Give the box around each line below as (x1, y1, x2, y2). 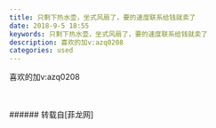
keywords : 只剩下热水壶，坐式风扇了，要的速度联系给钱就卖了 (9, 29, 208, 38)
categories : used (9, 46, 74, 55)
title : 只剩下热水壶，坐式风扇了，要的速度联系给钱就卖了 (9, 12, 196, 22)
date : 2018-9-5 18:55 (9, 21, 90, 30)
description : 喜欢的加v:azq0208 (9, 37, 124, 47)
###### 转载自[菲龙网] (9, 109, 94, 120)
